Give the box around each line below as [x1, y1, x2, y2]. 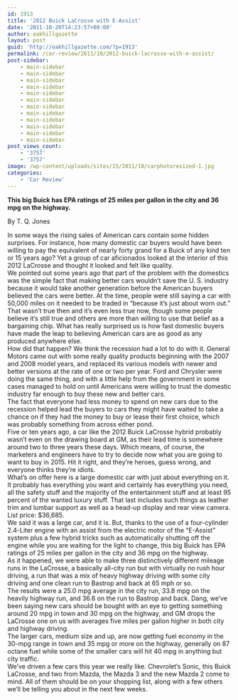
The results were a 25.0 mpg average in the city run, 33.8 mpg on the [7, 586, 211, 595]
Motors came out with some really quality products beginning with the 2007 [7, 352, 229, 360]
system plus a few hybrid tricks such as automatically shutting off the [7, 533, 211, 542]
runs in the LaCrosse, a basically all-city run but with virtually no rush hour [7, 563, 225, 572]
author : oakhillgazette [7, 30, 78, 38]
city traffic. [7, 654, 39, 663]
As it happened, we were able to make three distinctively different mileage [7, 556, 225, 565]
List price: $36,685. [7, 511, 65, 519]
